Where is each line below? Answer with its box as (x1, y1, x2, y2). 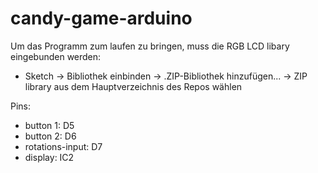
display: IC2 (24, 151, 75, 163)
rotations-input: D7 (24, 140, 103, 152)
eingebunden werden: (10, 50, 102, 62)
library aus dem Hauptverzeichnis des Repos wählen (24, 80, 243, 92)
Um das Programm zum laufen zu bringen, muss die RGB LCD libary (10, 40, 290, 52)
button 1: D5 (24, 119, 75, 131)
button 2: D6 (24, 130, 77, 142)
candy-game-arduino (10, 7, 193, 30)
